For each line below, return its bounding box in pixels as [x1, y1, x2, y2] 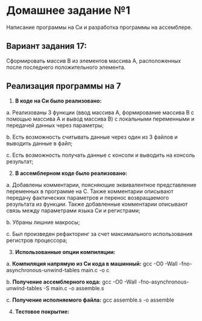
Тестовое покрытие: [14, 308, 69, 315]
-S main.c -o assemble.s [43, 284, 104, 291]
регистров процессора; [6, 237, 68, 244]
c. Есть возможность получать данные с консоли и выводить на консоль [6, 151, 195, 159]
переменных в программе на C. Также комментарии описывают [6, 188, 174, 195]
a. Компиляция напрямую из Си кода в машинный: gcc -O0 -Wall [6, 260, 178, 267]
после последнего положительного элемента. [6, 63, 126, 71]
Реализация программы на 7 [6, 81, 121, 91]
